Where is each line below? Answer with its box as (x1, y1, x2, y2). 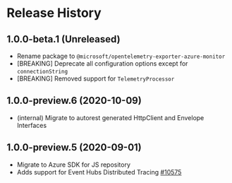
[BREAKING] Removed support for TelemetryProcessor (16, 74, 175, 83)
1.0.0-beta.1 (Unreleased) (6, 33, 121, 45)
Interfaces (16, 121, 47, 129)
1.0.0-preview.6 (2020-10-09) (6, 95, 142, 107)
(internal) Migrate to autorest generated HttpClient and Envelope (16, 113, 204, 122)
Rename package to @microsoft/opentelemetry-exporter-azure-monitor (16, 52, 226, 60)
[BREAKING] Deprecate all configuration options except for (16, 59, 188, 68)
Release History (6, 5, 102, 21)
